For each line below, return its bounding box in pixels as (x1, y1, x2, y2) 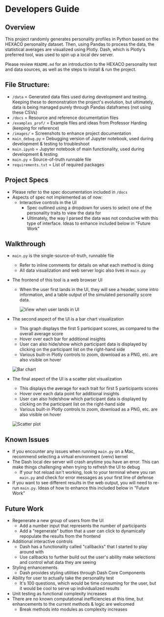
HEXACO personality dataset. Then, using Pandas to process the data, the (5, 41, 155, 47)
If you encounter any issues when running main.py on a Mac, (12, 448, 135, 454)
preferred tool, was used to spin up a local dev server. (5, 52, 114, 58)
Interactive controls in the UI (19, 199, 77, 205)
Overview (5, 23, 36, 31)
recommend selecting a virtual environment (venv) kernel (12, 454, 128, 460)
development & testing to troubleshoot (12, 141, 90, 147)
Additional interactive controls (12, 538, 73, 544)
